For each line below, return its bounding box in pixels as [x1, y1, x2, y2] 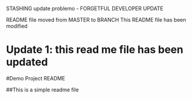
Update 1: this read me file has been [6, 43, 184, 56]
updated [6, 56, 48, 69]
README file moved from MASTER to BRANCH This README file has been [6, 16, 186, 23]
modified [6, 23, 28, 29]
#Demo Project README [6, 74, 66, 81]
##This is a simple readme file [6, 86, 79, 93]
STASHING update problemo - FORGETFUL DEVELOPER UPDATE [6, 5, 163, 12]
